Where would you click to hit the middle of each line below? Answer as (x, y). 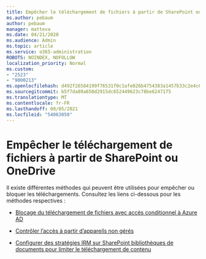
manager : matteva (29, 29)
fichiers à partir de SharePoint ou (92, 158)
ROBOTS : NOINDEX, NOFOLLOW (41, 58)
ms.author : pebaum (30, 18)
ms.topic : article (30, 47)
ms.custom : (20, 69)
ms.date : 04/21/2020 (33, 35)
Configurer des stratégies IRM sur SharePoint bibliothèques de (94, 243)
